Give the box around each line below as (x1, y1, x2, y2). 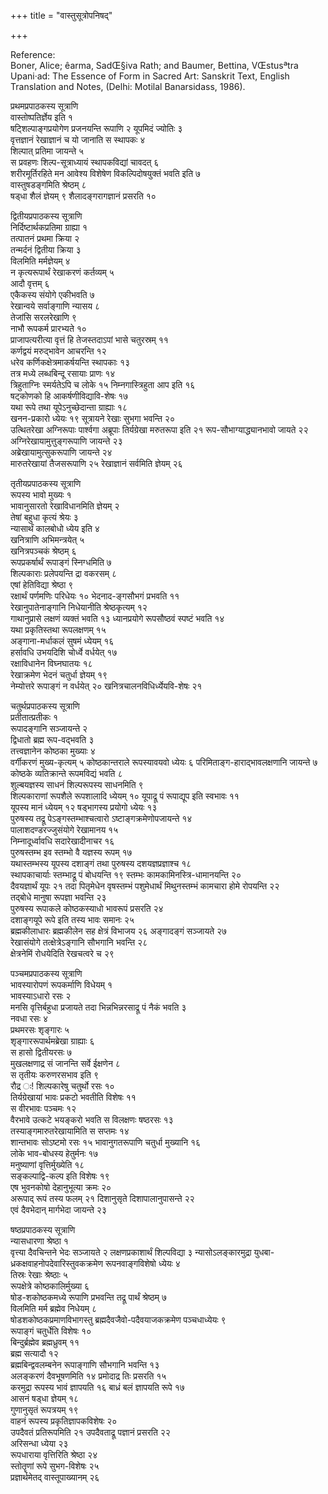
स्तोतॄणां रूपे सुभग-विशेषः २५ (10, 1460, 100, 1472)
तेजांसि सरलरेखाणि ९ (10, 311, 77, 323)
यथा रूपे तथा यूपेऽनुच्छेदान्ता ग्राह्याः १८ (10, 401, 128, 413)
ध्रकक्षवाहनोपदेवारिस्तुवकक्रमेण (10, 1258, 104, 1269)
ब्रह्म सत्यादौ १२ (10, 1348, 59, 1359)
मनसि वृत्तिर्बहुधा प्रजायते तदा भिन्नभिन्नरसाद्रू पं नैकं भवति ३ (10, 1001, 187, 1013)
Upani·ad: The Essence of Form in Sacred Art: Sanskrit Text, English (10, 70, 290, 82)
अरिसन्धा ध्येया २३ (10, 1438, 69, 1449)
